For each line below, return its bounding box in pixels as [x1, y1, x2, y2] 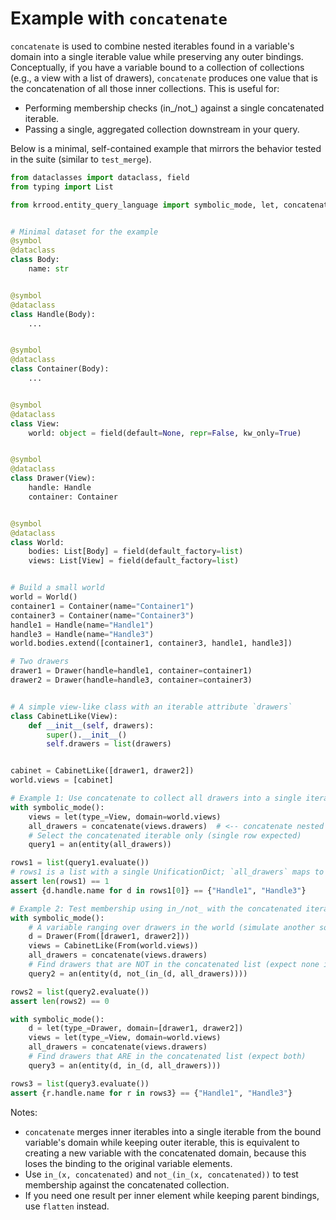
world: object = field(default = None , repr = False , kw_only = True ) [28, 428, 302, 438]
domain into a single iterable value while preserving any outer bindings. [10, 50, 304, 62]
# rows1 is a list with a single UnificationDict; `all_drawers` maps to [10, 867, 325, 877]
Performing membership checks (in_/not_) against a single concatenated [24, 102, 325, 114]
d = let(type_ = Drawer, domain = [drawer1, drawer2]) [28, 1023, 244, 1034]
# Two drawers [10, 657, 70, 667]
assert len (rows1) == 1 [10, 877, 110, 887]
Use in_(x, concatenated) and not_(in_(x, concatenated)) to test [24, 1168, 299, 1180]
